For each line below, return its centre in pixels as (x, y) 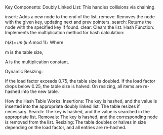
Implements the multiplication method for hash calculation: (65, 32)
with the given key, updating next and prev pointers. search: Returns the (79, 22)
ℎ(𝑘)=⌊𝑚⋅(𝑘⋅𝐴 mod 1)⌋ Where (34, 42)
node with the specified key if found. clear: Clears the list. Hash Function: (80, 27)
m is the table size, (24, 52)
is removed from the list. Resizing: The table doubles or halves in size (76, 122)
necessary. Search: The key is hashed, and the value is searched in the (77, 112)
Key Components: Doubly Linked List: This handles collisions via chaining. (80, 7)
